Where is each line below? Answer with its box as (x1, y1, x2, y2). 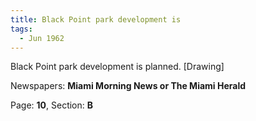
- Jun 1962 (19, 33, 65, 43)
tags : (10, 24, 33, 34)
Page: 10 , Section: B (10, 99, 94, 111)
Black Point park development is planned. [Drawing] (10, 61, 225, 73)
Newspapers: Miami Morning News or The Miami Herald (10, 80, 247, 92)
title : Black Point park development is (10, 14, 182, 25)
